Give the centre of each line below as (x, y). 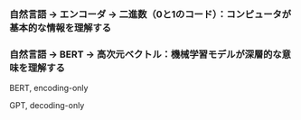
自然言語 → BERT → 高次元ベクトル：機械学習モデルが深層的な (146, 54)
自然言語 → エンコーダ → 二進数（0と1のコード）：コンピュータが (150, 14)
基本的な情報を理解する (60, 27)
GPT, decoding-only (47, 106)
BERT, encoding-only (49, 88)
